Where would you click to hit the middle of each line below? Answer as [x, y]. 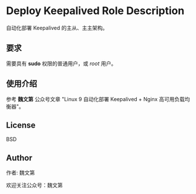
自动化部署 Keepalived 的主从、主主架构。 [57, 28]
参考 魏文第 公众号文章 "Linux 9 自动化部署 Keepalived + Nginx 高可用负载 [95, 99]
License [21, 125]
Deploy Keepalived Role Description [95, 11]
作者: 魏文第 [21, 173]
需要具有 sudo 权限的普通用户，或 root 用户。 [61, 63]
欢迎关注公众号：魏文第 [34, 185]
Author [19, 158]
